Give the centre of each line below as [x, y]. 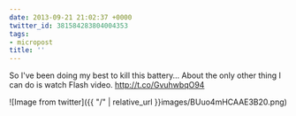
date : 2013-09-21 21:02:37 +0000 [71, 17]
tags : [19, 34]
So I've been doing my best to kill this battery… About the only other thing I [145, 75]
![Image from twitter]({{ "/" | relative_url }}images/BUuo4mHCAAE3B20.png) [148, 102]
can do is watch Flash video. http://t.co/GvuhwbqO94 [107, 85]
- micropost [31, 42]
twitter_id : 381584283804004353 [68, 26]
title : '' [27, 50]
